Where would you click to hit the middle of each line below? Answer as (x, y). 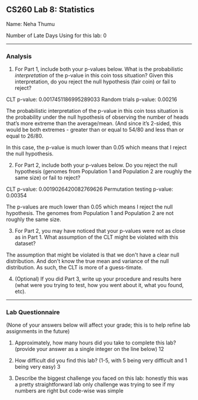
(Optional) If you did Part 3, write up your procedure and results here (98, 279)
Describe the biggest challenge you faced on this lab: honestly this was (101, 378)
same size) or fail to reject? (47, 178)
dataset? (25, 243)
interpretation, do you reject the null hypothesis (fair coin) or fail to (95, 82)
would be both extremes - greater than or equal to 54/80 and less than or (95, 130)
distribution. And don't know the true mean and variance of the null (88, 261)
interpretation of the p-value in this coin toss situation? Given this (94, 76)
